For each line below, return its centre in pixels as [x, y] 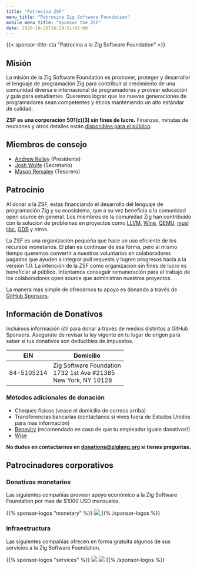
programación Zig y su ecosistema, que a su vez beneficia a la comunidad [96, 210]
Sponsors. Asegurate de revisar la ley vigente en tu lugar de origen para [93, 335]
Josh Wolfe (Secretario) [43, 165]
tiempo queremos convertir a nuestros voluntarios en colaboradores [89, 253]
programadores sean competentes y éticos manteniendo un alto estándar [95, 102]
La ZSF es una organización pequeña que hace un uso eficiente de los [91, 240]
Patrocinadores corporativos [60, 465]
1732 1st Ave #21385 [84, 372]
